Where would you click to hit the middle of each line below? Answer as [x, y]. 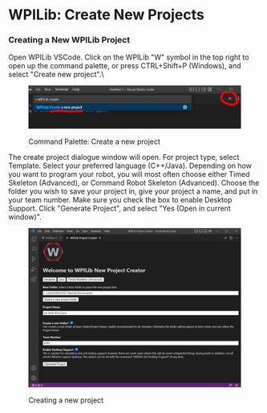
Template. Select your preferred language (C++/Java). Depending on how [130, 166]
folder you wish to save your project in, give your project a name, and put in [133, 191]
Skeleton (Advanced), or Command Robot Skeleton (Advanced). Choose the [134, 182]
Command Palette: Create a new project [94, 141]
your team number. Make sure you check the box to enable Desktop [120, 199]
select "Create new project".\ [56, 75]
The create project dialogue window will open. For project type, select [124, 157]
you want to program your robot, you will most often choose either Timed [129, 174]
